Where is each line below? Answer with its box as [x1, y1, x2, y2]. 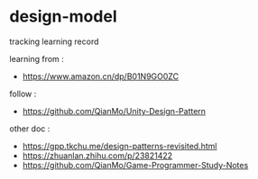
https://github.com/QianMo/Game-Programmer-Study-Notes [22, 159, 249, 170]
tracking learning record [9, 36, 99, 47]
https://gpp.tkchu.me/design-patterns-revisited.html [22, 140, 217, 151]
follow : [9, 88, 37, 99]
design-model [9, 6, 117, 27]
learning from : [9, 53, 65, 64]
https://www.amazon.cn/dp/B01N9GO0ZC [22, 70, 179, 82]
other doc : [9, 123, 51, 134]
